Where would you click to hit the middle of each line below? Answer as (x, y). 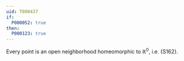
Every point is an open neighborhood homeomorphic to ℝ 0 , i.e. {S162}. (92, 51)
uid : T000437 (22, 12)
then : (13, 28)
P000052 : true (29, 23)
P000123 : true (29, 34)
